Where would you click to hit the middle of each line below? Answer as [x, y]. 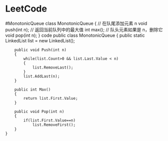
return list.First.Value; [51, 98]
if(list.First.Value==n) [50, 120]
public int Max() [33, 89]
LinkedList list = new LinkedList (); [40, 40]
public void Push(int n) [40, 50]
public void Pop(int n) [39, 111]
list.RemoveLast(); [53, 67]
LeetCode [26, 9]
